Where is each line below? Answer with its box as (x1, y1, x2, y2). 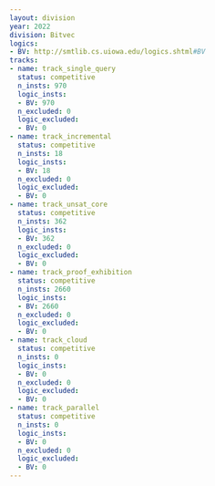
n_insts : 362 (17, 216, 67, 226)
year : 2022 (9, 22, 51, 31)
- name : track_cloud (9, 336, 88, 345)
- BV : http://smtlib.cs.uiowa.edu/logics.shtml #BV (9, 47, 206, 57)
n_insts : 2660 (17, 284, 71, 294)
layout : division (9, 13, 76, 23)
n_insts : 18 (17, 149, 64, 158)
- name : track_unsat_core (9, 200, 107, 210)
